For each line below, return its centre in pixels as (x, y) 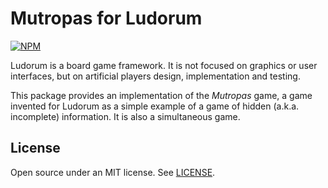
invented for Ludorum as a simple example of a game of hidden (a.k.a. (155, 106)
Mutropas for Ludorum (106, 18)
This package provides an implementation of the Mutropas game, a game (161, 95)
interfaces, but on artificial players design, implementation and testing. (155, 76)
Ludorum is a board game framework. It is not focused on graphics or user (164, 65)
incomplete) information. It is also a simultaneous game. (125, 116)
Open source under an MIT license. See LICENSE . (113, 172)
